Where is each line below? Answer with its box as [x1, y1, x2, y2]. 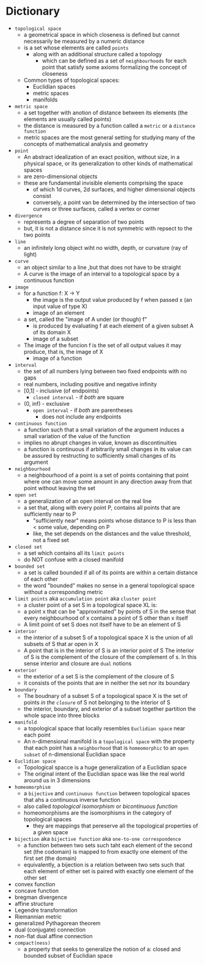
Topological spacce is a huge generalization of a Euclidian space [23, 763, 187, 771]
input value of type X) [32, 303, 88, 310]
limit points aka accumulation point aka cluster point [14, 595, 157, 602]
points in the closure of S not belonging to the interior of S [23, 699, 170, 706]
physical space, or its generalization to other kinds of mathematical [23, 160, 193, 167]
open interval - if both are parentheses [32, 406, 133, 414]
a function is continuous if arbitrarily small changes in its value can [23, 445, 192, 453]
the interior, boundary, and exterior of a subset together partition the [23, 705, 196, 713]
